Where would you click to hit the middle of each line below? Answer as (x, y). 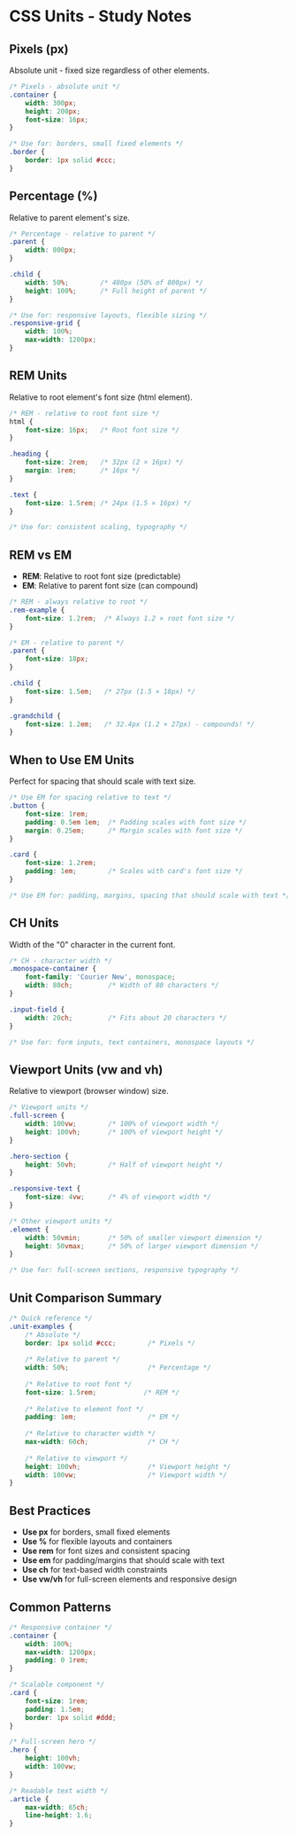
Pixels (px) (39, 49)
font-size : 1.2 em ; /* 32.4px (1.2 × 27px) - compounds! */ (140, 724)
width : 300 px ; (51, 103)
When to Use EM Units (72, 760)
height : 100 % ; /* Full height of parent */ (116, 291)
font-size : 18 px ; (57, 659)
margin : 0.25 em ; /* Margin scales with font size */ (134, 831)
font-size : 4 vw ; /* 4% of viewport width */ (118, 1197)
